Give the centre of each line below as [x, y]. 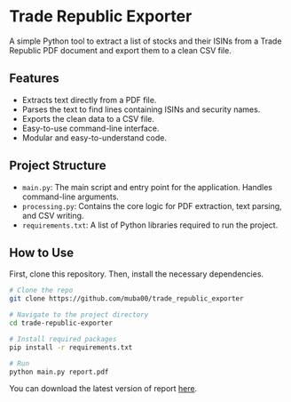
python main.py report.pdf [59, 372]
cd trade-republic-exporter [61, 323]
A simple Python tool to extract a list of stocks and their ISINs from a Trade [145, 41]
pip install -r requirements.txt [71, 347]
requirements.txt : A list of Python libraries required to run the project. [150, 225]
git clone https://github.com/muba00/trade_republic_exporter [126, 299]
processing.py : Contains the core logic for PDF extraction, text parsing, [152, 205]
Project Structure [58, 166]
